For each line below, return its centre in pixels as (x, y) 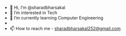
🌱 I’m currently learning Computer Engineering (56, 18)
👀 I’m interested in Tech (33, 13)
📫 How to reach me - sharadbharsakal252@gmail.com (65, 28)
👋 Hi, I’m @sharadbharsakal (37, 8)
